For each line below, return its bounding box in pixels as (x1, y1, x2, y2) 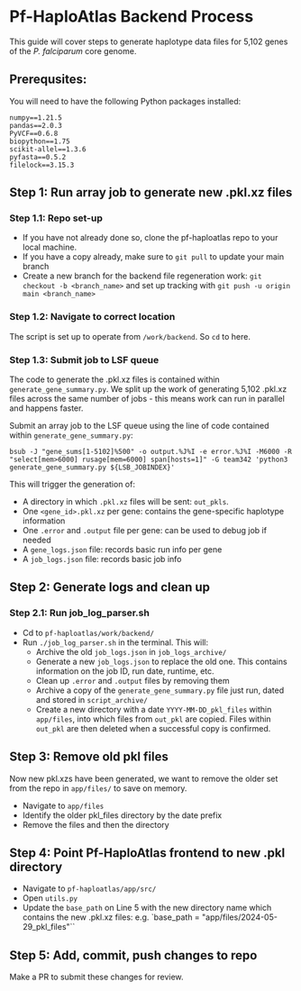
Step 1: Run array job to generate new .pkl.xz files (9, 185, 293, 200)
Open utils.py (22, 893, 78, 904)
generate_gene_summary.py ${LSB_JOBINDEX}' (9, 463, 176, 472)
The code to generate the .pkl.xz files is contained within (9, 374, 221, 385)
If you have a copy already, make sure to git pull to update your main (22, 251, 285, 262)
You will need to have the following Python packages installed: (9, 95, 242, 106)
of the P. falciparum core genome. (9, 45, 137, 56)
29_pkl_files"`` (22, 922, 76, 932)
